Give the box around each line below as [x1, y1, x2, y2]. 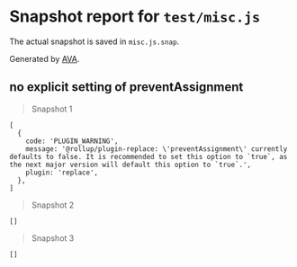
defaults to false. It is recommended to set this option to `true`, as [9, 152, 288, 161]
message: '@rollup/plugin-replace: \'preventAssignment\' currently [25, 144, 288, 154]
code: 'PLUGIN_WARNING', [25, 137, 119, 146]
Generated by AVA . [9, 53, 80, 64]
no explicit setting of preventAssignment [9, 79, 244, 95]
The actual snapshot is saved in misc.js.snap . [9, 36, 180, 47]
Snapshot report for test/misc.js [9, 6, 261, 27]
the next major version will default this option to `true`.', [9, 160, 252, 169]
